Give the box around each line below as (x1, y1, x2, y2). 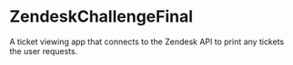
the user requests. (9, 45, 78, 56)
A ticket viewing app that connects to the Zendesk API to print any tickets (9, 36, 285, 47)
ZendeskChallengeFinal (9, 6, 194, 27)
